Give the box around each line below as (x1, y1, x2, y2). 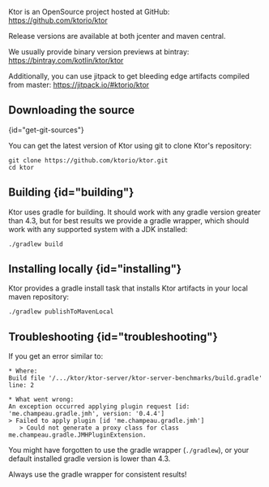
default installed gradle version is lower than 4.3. (8, 454, 171, 463)
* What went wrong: (8, 395, 75, 404)
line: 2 (8, 381, 35, 390)
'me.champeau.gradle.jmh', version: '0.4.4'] (8, 410, 164, 418)
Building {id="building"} (8, 186, 134, 200)
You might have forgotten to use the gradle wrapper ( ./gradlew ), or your (8, 446, 250, 455)
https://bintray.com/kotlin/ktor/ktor (8, 56, 124, 65)
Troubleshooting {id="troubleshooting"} (8, 330, 219, 343)
